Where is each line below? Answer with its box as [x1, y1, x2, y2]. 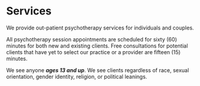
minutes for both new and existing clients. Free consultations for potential [6, 42, 188, 49]
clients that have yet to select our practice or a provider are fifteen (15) [6, 48, 181, 55]
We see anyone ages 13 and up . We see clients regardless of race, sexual [6, 66, 189, 73]
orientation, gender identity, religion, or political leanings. [6, 73, 147, 80]
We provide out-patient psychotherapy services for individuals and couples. [6, 24, 194, 31]
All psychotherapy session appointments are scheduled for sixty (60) [6, 35, 177, 43]
